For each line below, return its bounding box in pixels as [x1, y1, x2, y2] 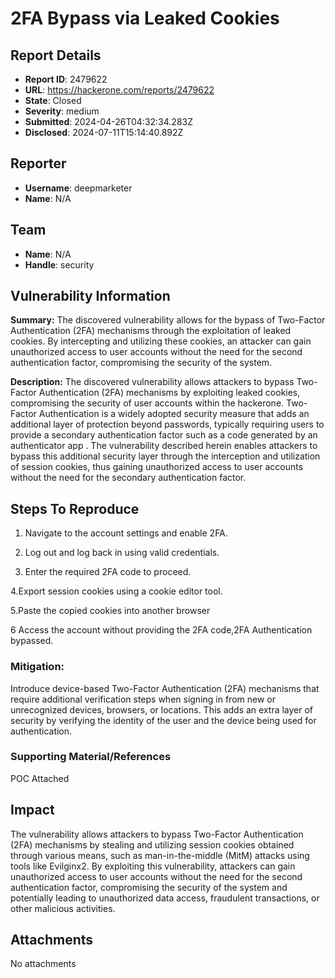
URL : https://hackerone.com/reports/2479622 [24, 84, 215, 96]
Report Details [10, 47, 102, 64]
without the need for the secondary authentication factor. [10, 472, 247, 484]
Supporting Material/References [10, 750, 172, 764]
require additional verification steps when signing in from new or [10, 693, 276, 705]
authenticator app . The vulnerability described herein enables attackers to [10, 440, 318, 452]
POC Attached [10, 772, 70, 784]
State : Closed [24, 95, 82, 106]
